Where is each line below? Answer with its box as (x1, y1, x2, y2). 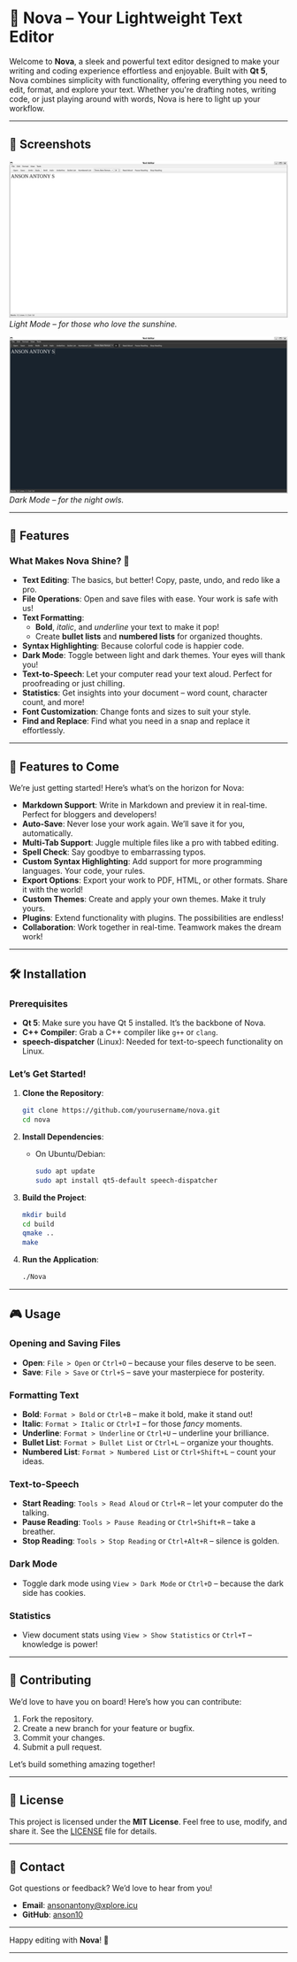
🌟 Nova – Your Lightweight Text (9, 8, 243, 28)
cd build (21, 1220, 55, 1229)
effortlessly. (21, 725, 65, 736)
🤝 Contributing (9, 1673, 92, 1688)
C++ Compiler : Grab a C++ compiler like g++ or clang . (21, 1026, 218, 1038)
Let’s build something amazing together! (9, 1759, 156, 1769)
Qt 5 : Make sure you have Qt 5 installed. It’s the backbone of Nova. (21, 1017, 266, 1028)
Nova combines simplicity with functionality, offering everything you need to (9, 74, 287, 85)
